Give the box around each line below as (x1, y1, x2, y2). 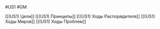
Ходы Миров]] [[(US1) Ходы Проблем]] (5, 19, 87, 24)
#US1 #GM (5, 4, 27, 10)
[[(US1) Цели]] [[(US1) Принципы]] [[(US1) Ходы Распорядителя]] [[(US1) (5, 14, 155, 19)
